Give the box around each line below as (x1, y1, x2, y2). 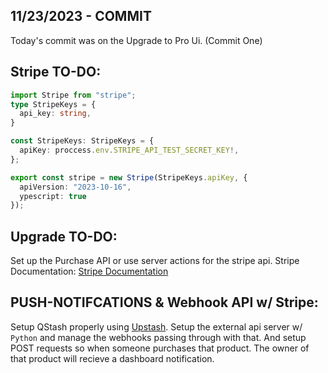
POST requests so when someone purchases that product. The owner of (10, 342, 310, 354)
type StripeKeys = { (10, 99, 97, 109)
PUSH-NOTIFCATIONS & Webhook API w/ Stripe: (10, 294, 319, 311)
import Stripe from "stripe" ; (10, 90, 137, 100)
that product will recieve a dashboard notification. (10, 352, 215, 364)
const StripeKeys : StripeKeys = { (10, 136, 155, 146)
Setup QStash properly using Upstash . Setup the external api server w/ (10, 320, 303, 333)
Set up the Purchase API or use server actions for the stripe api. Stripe (10, 255, 300, 267)
